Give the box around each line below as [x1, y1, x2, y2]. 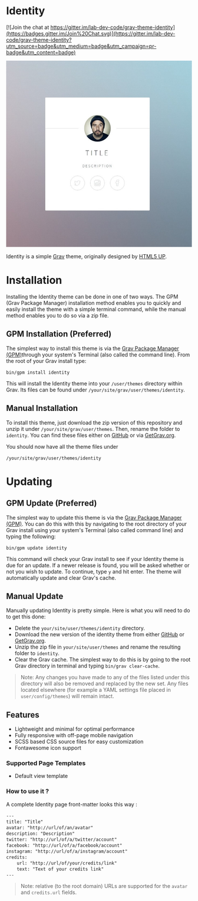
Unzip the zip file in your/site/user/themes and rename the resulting [14, 643, 181, 651]
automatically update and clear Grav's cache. [6, 574, 117, 581]
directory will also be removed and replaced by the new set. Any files [20, 680, 189, 687]
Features [6, 709, 39, 719]
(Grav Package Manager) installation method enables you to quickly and [6, 299, 181, 306]
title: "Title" [6, 819, 44, 825]
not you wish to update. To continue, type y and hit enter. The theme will [6, 568, 181, 575]
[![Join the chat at [6, 24, 49, 31]
